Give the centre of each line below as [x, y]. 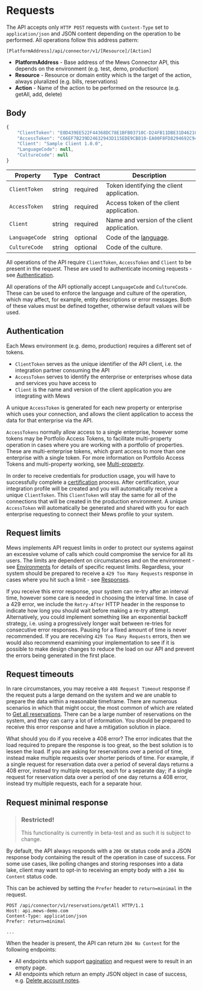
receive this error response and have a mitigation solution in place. [89, 727]
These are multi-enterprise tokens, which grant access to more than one [96, 451]
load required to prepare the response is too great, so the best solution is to [100, 745]
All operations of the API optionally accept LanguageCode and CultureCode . [97, 286]
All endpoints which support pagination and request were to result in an [103, 961]
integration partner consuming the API [62, 370]
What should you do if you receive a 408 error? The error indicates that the [99, 739]
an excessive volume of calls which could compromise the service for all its [100, 554]
